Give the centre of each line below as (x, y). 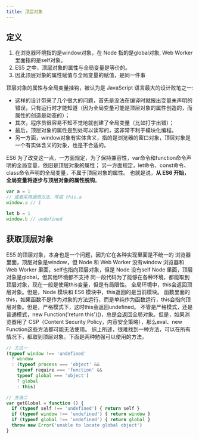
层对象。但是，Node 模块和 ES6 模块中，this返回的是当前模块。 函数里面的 (98, 292)
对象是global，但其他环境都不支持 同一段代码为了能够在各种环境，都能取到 (98, 277)
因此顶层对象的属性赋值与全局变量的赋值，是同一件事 (80, 75)
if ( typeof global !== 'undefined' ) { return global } (81, 420)
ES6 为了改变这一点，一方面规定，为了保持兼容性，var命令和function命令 (96, 158)
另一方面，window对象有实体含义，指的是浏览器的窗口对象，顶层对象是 (103, 138)
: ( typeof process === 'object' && (56, 364)
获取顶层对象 (30, 239)
